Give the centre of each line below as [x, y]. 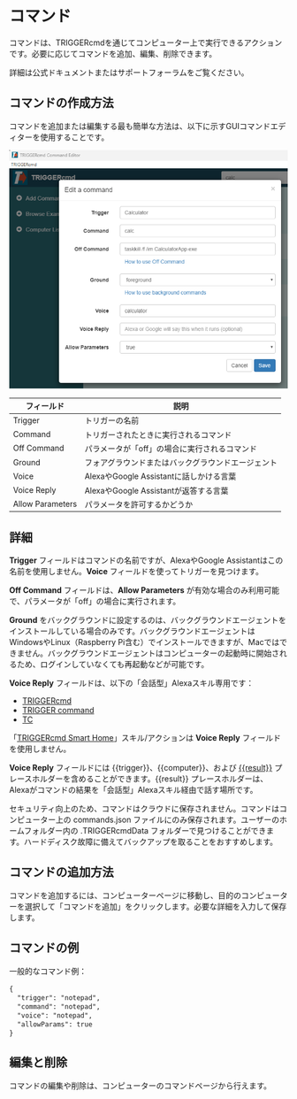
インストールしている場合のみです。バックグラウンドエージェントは [133, 631]
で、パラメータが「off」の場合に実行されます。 [95, 602]
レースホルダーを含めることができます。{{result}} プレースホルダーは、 [139, 779]
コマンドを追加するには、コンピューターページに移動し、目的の [125, 895]
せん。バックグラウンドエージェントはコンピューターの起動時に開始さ [152, 653]
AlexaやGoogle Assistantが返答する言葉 [156, 490]
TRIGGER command [58, 711]
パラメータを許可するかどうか [139, 504]
